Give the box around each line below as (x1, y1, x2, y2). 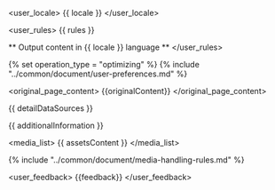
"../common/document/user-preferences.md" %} (8, 68, 188, 79)
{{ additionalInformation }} (8, 120, 104, 131)
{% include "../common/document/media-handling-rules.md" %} (8, 154, 245, 165)
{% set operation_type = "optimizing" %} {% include (8, 59, 200, 69)
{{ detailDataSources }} (8, 103, 94, 114)
